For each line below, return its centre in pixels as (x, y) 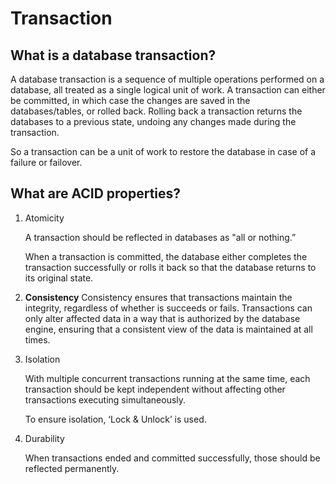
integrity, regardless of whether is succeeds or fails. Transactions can (168, 308)
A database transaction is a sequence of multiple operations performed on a (167, 79)
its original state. (59, 278)
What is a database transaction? (113, 55)
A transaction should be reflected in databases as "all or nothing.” (160, 237)
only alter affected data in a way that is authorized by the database (162, 318)
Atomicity (44, 218)
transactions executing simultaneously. (105, 399)
